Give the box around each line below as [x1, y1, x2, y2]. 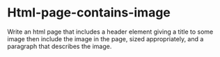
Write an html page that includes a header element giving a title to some [7, 27, 214, 36]
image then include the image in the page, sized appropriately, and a [7, 34, 204, 43]
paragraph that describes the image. [7, 42, 112, 50]
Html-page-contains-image [7, 5, 171, 21]
